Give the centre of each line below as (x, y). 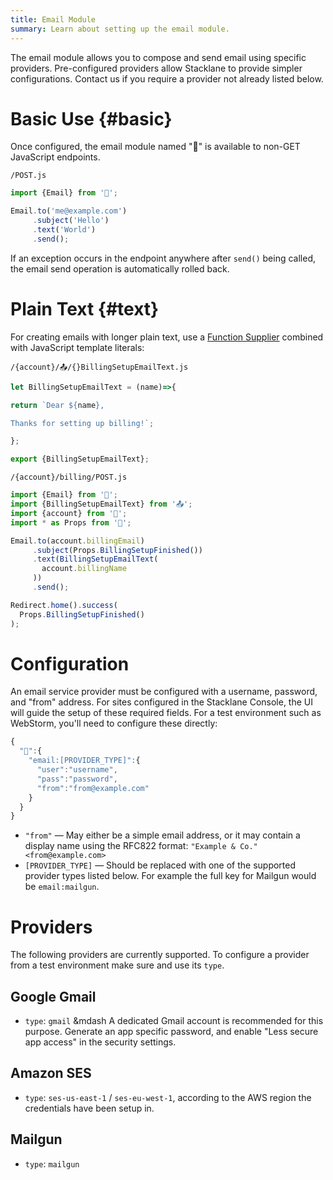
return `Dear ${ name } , (57, 405)
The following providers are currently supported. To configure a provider (160, 955)
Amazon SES (51, 1073)
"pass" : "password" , (77, 779)
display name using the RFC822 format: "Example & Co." (141, 846)
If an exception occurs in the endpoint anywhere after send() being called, (163, 258)
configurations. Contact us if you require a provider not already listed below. (167, 78)
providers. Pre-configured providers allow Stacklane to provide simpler (156, 68)
